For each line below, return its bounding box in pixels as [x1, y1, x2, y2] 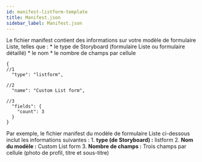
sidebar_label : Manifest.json [6, 20, 83, 26]
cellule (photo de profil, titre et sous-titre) [6, 149, 109, 157]
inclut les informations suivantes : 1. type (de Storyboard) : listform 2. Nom [6, 137, 194, 144]
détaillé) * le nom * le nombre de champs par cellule [6, 50, 136, 57]
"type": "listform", [11, 72, 64, 78]
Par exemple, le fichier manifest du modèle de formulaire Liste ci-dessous [6, 130, 191, 137]
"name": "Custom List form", [11, 88, 85, 94]
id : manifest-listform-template [6, 8, 88, 15]
